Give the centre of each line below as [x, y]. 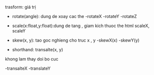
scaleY [19, 31]
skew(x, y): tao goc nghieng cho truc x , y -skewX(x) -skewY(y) [76, 40]
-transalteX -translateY [28, 68]
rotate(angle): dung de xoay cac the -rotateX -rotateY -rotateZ [75, 16]
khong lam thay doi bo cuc [32, 59]
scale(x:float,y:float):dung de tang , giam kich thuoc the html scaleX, [81, 26]
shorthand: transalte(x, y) [38, 50]
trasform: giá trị [21, 7]
